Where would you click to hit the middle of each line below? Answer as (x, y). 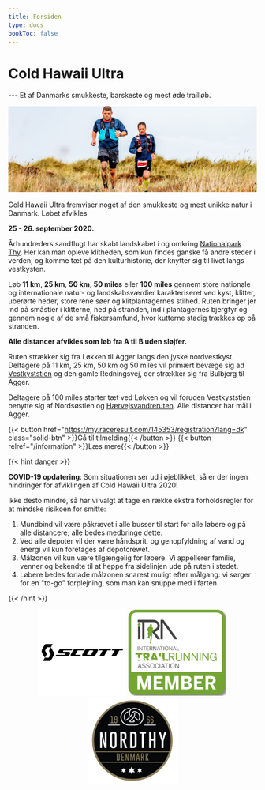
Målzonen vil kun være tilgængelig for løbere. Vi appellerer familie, (127, 558)
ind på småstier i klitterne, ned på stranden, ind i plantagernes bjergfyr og (128, 310)
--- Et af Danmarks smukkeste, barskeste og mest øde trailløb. (110, 96)
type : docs (26, 25)
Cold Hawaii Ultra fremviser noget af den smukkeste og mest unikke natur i (130, 205)
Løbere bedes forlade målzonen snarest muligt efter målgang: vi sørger (135, 575)
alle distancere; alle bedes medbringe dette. (91, 532)
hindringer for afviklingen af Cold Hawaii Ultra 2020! (93, 485)
